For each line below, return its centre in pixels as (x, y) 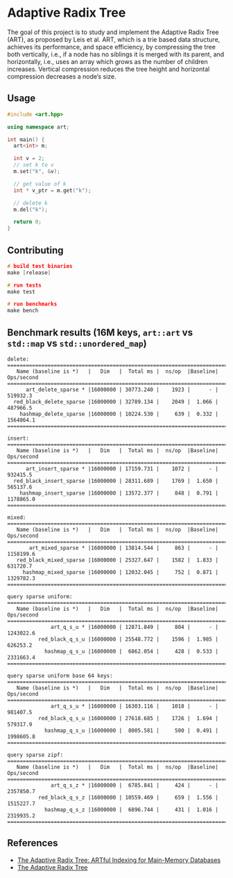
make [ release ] (29, 273)
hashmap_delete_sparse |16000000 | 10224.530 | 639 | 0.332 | (119, 414)
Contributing (35, 250)
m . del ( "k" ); (31, 209)
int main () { (26, 139)
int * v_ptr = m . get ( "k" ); (52, 190)
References (33, 843)
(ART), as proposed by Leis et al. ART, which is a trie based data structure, (114, 39)
